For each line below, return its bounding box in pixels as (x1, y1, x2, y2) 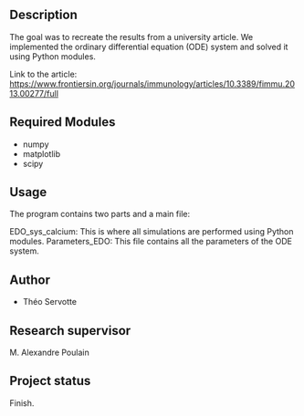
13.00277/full (9, 88, 59, 99)
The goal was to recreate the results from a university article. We (9, 31, 254, 42)
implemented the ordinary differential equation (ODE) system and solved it (9, 41, 288, 52)
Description (9, 7, 78, 23)
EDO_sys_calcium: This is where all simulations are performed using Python (9, 226, 294, 237)
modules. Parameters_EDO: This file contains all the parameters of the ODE (9, 236, 292, 247)
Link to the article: (9, 68, 78, 79)
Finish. (9, 397, 35, 409)
